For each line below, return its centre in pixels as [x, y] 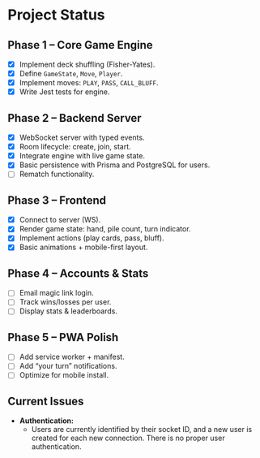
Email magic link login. [56, 293]
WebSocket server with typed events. [82, 138]
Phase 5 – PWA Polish [63, 337]
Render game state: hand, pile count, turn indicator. [105, 229]
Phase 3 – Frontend [57, 200]
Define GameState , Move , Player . [71, 74]
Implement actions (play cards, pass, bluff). [92, 238]
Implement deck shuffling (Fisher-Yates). [87, 64]
